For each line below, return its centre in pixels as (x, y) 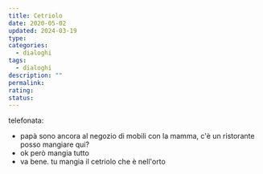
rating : (21, 90)
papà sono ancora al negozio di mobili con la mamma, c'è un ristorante (137, 136)
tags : (17, 61)
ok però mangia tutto (55, 153)
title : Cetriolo (35, 16)
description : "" (35, 75)
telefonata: (26, 120)
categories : (28, 46)
